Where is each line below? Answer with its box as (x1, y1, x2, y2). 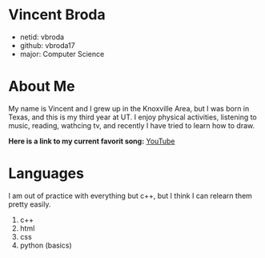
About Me (8, 78, 75, 95)
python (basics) (19, 240, 72, 250)
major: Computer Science (19, 49, 105, 58)
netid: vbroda (19, 32, 65, 42)
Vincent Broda (8, 6, 106, 24)
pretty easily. (8, 199, 51, 209)
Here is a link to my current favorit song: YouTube (8, 136, 175, 146)
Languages (8, 164, 84, 183)
